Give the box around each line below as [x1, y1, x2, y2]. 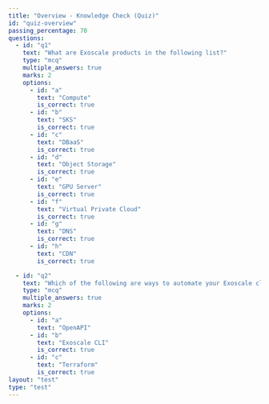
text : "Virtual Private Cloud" [37, 205, 142, 213]
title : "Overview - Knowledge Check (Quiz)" [8, 11, 159, 20]
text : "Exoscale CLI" [37, 338, 110, 346]
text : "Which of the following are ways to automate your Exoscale [22, 279, 252, 287]
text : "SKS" [37, 116, 78, 124]
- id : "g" [29, 220, 62, 228]
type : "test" [8, 383, 52, 391]
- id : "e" [29, 175, 62, 184]
